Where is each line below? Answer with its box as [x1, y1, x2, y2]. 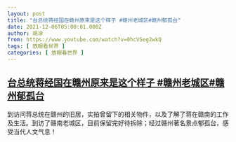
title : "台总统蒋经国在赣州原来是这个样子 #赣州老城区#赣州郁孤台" [7, 17, 181, 24]
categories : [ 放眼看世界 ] [7, 50, 84, 57]
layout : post [7, 10, 46, 17]
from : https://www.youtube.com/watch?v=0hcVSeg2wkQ [7, 36, 162, 43]
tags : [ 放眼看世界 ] [7, 43, 65, 50]
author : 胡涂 [7, 29, 44, 37]
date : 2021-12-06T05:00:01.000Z [7, 23, 102, 30]
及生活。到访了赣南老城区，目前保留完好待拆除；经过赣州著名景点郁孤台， [7, 118, 223, 127]
